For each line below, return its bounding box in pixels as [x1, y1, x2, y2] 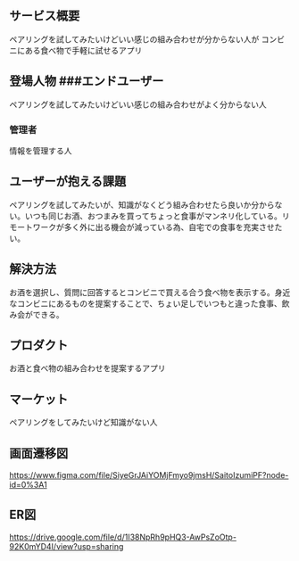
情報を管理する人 [9, 145, 72, 156]
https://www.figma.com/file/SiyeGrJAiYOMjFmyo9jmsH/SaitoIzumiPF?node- [9, 469, 289, 480]
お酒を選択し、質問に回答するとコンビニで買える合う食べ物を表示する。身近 [9, 286, 291, 297]
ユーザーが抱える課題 [9, 174, 127, 189]
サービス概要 [9, 8, 80, 24]
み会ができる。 [9, 309, 64, 319]
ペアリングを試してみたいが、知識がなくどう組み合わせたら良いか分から [9, 199, 275, 210]
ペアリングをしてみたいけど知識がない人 [9, 417, 158, 428]
